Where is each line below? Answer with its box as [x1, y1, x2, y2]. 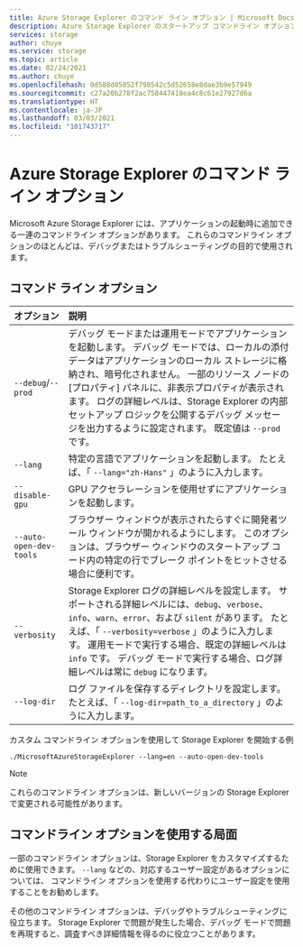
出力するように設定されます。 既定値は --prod [86, 421, 281, 434]
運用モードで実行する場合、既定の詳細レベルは [87, 638, 287, 650]
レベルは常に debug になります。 [77, 665, 214, 677]
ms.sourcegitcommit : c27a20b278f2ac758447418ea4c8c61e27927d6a [9, 88, 252, 97]
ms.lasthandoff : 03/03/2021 [9, 114, 115, 123]
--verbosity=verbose [102, 626, 191, 637]
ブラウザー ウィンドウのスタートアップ [104, 540, 270, 553]
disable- [14, 490, 51, 501]
